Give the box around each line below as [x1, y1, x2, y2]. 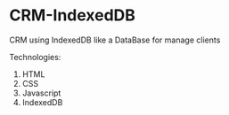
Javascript [21, 88, 61, 98]
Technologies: [9, 51, 61, 62]
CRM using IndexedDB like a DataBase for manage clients [9, 34, 221, 45]
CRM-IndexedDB [9, 5, 136, 26]
